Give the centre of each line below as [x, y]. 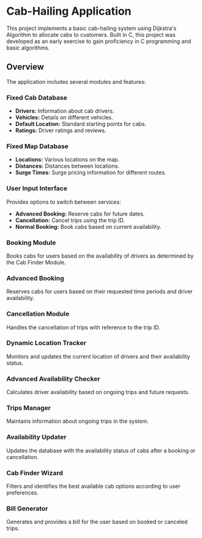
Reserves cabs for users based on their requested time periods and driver [99, 291]
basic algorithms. [28, 48]
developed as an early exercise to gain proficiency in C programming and [99, 41]
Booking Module [31, 242]
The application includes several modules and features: [76, 81]
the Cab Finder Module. [36, 262]
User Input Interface [37, 189]
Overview [25, 67]
